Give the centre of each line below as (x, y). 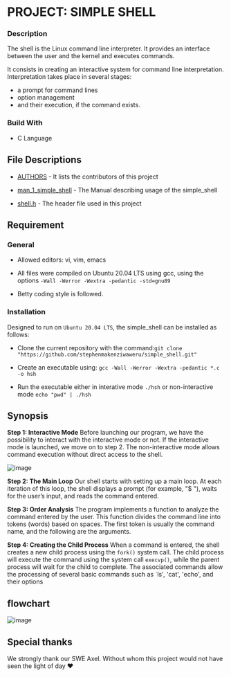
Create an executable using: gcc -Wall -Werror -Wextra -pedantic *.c (118, 367)
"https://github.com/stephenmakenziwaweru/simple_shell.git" (107, 354)
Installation (27, 312)
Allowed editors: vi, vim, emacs (62, 260)
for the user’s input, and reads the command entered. (83, 496)
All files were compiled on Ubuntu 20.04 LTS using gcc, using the (110, 273)
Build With (25, 123)
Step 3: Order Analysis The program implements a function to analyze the (113, 509)
